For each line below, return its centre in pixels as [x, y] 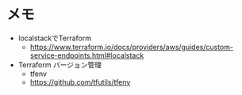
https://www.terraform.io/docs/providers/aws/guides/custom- [132, 47]
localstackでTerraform [55, 38]
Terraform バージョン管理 [60, 65]
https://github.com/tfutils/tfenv [80, 82]
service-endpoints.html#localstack [87, 55]
